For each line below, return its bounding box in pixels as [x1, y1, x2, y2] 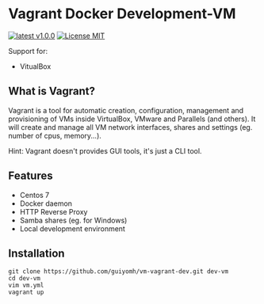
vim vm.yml [8, 282, 44, 290]
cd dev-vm [8, 275, 41, 283]
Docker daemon [19, 199, 73, 208]
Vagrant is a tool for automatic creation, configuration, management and [8, 105, 244, 115]
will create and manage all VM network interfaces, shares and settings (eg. [8, 122, 253, 131]
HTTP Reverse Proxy [19, 207, 88, 216]
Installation [8, 246, 65, 260]
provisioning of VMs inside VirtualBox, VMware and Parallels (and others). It [8, 114, 256, 123]
